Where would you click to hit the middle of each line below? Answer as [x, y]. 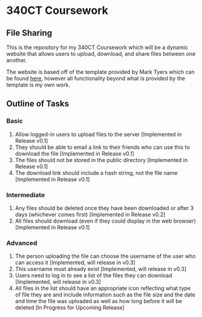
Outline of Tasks [38, 104]
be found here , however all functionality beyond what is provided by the [96, 78]
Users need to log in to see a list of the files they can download [93, 275]
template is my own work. [38, 85]
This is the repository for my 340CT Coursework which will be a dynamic [97, 47]
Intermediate [26, 195]
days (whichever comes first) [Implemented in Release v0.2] [90, 214]
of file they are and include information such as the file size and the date [105, 295]
